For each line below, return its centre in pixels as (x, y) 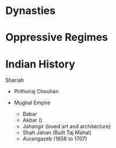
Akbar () (32, 120)
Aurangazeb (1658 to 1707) (55, 139)
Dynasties (31, 11)
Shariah (15, 80)
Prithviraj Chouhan (36, 91)
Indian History (40, 64)
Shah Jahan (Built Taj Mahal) (57, 133)
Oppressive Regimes (57, 38)
